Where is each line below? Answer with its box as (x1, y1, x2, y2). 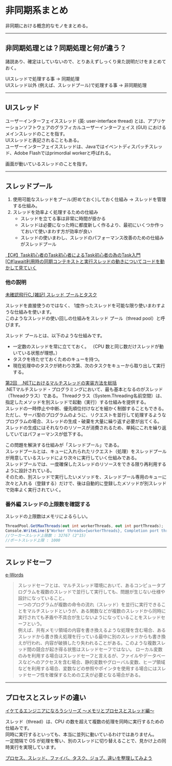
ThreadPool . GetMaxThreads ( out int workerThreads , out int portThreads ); (5, 523, 164, 529)
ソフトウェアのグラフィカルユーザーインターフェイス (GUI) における (23, 124, 166, 130)
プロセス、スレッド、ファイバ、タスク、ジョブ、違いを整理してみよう (5, 755, 153, 761)
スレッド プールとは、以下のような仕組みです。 (5, 332, 105, 338)
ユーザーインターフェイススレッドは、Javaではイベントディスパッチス (5, 143, 154, 149)
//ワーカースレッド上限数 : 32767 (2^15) (5, 533, 86, 538)
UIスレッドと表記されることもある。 (5, 137, 82, 143)
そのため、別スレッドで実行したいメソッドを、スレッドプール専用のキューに (5, 474, 167, 480)
